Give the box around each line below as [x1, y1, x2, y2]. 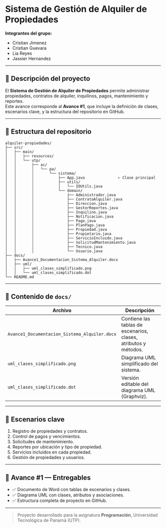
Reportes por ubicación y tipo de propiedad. [12, 444, 103, 450]
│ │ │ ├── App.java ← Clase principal [5, 175, 156, 180]
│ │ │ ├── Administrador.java [5, 192, 116, 197]
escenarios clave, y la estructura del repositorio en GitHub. [5, 109, 125, 114]
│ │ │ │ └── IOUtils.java [5, 184, 103, 189]
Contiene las [121, 315, 151, 322]
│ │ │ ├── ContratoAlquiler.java [5, 196, 123, 202]
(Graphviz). [121, 393, 148, 400]
